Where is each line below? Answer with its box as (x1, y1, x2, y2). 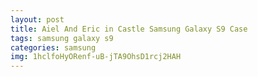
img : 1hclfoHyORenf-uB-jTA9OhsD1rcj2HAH (10, 52, 182, 62)
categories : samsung (10, 42, 97, 53)
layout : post (10, 14, 65, 25)
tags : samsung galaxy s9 (10, 33, 114, 43)
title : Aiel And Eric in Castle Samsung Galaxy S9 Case (10, 24, 248, 34)
